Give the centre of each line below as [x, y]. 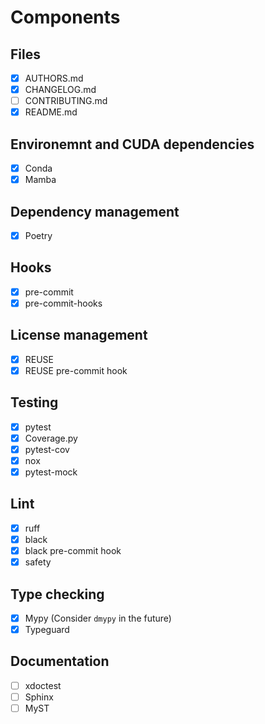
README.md [51, 112]
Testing [34, 402]
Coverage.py [51, 438]
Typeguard [47, 629]
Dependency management [95, 211]
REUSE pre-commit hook [76, 370]
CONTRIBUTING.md [66, 101]
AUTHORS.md [54, 78]
